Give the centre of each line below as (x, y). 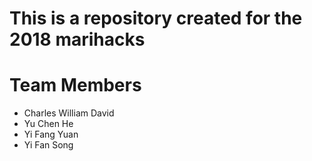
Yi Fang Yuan (51, 134)
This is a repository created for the (156, 18)
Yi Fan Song (48, 145)
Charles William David (69, 113)
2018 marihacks (77, 39)
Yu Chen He (48, 124)
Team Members (75, 85)
